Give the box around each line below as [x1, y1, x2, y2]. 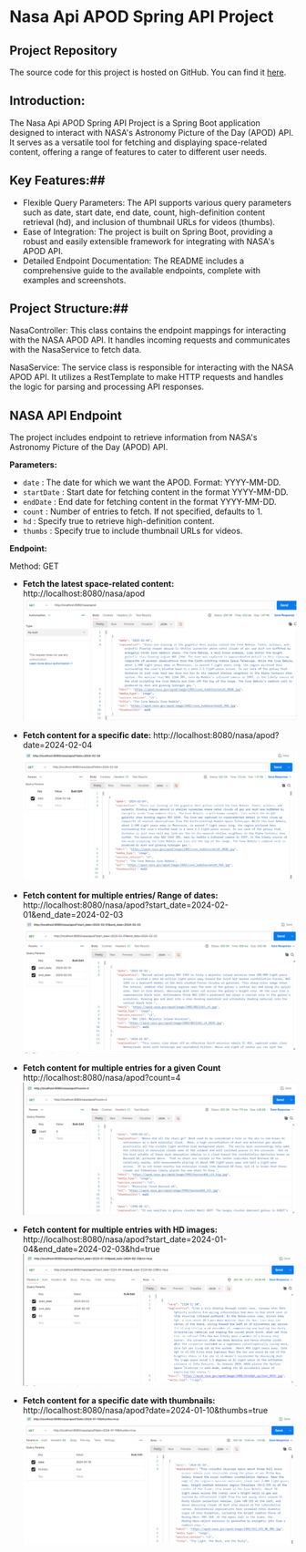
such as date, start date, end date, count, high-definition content [22, 207, 266, 218]
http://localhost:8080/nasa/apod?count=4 [22, 1073, 181, 1084]
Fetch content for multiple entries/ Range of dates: [22, 889, 219, 900]
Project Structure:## [9, 301, 129, 316]
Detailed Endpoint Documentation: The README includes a [22, 255, 244, 266]
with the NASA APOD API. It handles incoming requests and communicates [9, 334, 291, 345]
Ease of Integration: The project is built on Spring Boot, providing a [22, 226, 273, 237]
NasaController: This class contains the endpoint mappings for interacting [9, 325, 287, 336]
